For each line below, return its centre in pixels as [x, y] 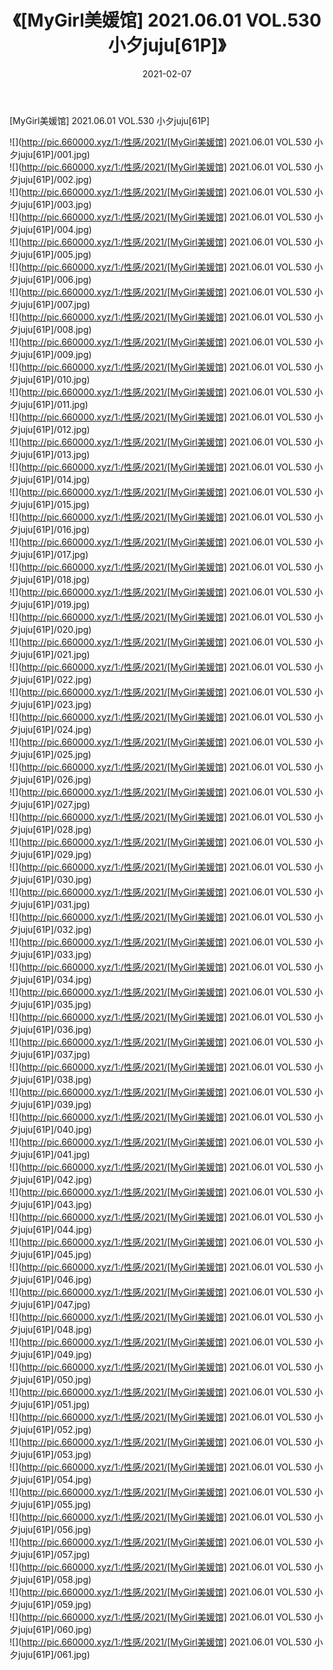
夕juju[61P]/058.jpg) [50, 1579]
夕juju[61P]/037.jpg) [50, 1054]
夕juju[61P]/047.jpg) [50, 1304]
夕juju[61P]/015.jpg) [50, 504]
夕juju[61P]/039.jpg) [50, 1104]
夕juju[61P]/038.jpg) [50, 1079]
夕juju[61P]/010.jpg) [50, 379]
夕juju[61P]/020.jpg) [50, 629]
